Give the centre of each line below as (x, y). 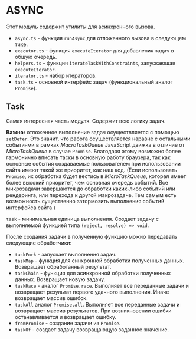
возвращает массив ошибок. (51, 298)
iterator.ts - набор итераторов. (56, 75)
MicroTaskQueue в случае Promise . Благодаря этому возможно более (94, 151)
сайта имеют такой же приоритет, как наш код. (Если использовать (92, 170)
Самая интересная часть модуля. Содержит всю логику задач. (86, 121)
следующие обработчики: (39, 243)
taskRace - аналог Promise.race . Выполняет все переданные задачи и (102, 285)
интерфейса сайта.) (31, 208)
